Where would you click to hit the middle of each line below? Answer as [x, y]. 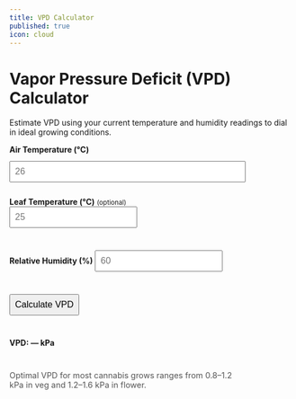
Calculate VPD [45, 305]
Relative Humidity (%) [51, 261]
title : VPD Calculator [52, 18]
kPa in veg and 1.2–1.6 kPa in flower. [78, 385]
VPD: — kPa [32, 343]
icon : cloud [31, 34]
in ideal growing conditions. [61, 132]
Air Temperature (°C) [49, 150]
